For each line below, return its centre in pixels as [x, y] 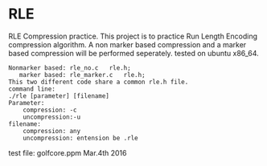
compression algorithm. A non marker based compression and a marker [127, 44]
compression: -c [50, 110]
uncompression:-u [52, 117]
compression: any [52, 131]
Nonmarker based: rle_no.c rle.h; [70, 68]
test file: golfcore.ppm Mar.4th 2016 [68, 152]
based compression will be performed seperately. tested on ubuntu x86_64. [133, 53]
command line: [32, 89]
